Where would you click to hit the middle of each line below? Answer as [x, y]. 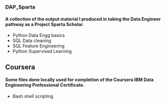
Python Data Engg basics [39, 35]
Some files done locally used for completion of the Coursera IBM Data [79, 80]
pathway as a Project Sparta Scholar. [45, 24]
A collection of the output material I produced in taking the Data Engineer [83, 19]
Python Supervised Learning [42, 51]
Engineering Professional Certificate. [45, 85]
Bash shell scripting [33, 96]
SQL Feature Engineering [38, 46]
